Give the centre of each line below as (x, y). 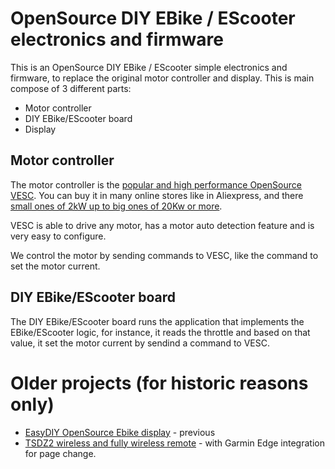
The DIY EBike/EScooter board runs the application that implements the (157, 321)
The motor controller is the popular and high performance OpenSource (156, 184)
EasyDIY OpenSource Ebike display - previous (120, 432)
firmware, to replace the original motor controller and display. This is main (162, 78)
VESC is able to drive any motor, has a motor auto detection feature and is (162, 225)
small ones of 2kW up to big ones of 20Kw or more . (116, 206)
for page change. (60, 453)
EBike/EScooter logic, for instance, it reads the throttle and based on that (160, 332)
